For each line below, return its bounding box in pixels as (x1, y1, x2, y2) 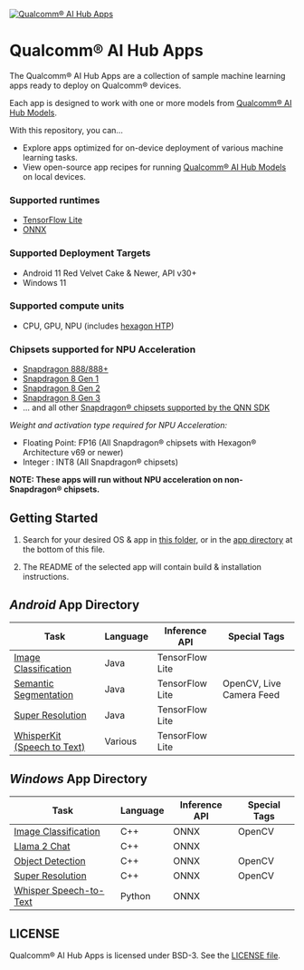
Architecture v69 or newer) (22, 447, 124, 458)
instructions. (22, 571, 70, 582)
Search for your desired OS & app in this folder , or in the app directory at (22, 534, 293, 544)
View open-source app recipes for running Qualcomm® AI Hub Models (22, 162, 287, 172)
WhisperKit (14, 729, 62, 741)
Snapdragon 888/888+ (22, 364, 109, 375)
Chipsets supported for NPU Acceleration (9, 343, 196, 356)
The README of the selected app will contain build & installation (22, 561, 262, 572)
